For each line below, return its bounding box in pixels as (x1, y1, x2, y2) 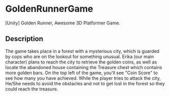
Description (5, 35, 43, 43)
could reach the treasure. (5, 86, 59, 92)
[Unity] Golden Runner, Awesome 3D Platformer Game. (5, 20, 121, 26)
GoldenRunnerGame (5, 3, 93, 15)
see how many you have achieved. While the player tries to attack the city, (5, 75, 161, 81)
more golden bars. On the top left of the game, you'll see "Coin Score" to (5, 70, 158, 76)
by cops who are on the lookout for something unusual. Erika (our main (5, 53, 154, 59)
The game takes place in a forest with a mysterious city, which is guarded (5, 48, 159, 54)
